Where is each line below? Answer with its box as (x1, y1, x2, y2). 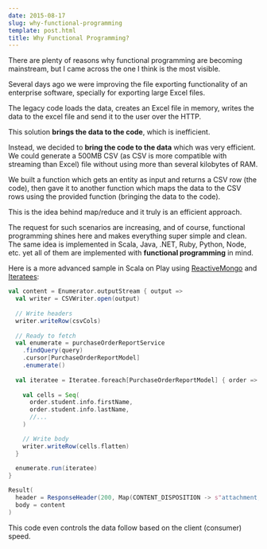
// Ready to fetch (15, 332, 77, 340)
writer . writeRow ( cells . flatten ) (22, 442, 130, 450)
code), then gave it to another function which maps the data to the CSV (8, 184, 242, 193)
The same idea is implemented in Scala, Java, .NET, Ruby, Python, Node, (8, 239, 247, 249)
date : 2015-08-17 (8, 11, 66, 20)
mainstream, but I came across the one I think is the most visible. (8, 64, 221, 74)
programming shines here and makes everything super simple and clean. (8, 232, 247, 241)
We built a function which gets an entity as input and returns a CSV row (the (8, 175, 257, 185)
